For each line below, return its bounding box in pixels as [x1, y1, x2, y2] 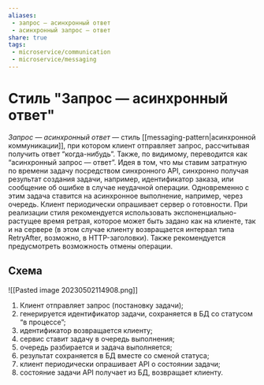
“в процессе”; [19, 317, 66, 327]
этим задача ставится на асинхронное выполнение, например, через [8, 191, 243, 200]
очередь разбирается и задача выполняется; [19, 342, 173, 352]
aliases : [8, 11, 37, 20]
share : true [8, 33, 47, 42]
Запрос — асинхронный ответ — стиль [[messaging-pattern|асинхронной [8, 132, 256, 142]
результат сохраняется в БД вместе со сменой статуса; [19, 350, 210, 360]
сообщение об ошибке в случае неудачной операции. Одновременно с [8, 182, 250, 192]
